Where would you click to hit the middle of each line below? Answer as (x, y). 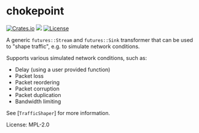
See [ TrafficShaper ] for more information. (58, 113)
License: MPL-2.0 (28, 125)
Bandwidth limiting (38, 101)
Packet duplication (38, 95)
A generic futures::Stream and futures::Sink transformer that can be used (100, 40)
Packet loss (29, 75)
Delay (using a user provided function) (63, 69)
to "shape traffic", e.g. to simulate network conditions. (73, 46)
